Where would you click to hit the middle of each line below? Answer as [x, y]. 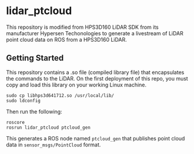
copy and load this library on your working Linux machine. [76, 85]
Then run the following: [34, 111]
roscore [16, 122]
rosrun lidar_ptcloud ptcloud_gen [48, 128]
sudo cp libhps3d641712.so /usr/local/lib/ [60, 95]
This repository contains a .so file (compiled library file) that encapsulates [95, 72]
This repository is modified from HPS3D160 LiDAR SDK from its [82, 27]
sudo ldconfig [24, 101]
